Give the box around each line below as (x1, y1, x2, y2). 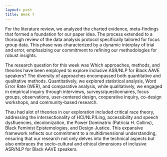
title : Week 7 (5, 12, 35, 17)
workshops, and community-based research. (5, 99, 98, 105)
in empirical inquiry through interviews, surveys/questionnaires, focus (5, 88, 149, 94)
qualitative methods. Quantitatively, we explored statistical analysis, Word (5, 78, 156, 84)
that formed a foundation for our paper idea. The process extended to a (5, 31, 153, 37)
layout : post (5, 7, 32, 12)
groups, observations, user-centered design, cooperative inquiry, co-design (5, 93, 162, 100)
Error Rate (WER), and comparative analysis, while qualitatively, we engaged (5, 83, 162, 89)
